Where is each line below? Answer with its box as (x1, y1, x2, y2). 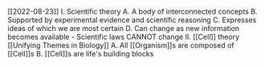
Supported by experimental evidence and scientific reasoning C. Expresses (7, 15, 257, 25)
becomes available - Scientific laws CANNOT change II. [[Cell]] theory (7, 32, 240, 41)
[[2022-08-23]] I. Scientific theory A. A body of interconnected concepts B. (7, 7, 258, 16)
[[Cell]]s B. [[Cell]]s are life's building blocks (7, 49, 154, 58)
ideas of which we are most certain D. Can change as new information (7, 24, 240, 33)
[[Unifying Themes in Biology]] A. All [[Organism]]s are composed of (7, 41, 234, 50)
